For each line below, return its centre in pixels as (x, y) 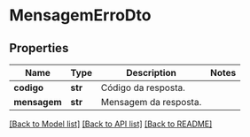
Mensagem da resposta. (151, 102)
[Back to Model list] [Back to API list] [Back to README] (111, 124)
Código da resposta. (143, 88)
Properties (39, 48)
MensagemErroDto (80, 15)
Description (151, 73)
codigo (29, 88)
